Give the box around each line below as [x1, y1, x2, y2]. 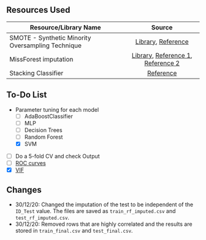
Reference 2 [144, 58, 180, 67]
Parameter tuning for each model [15, 106, 99, 113]
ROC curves [15, 160, 46, 166]
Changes [6, 184, 42, 195]
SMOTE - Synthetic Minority [9, 33, 91, 42]
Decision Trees [24, 126, 63, 134]
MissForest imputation [9, 55, 74, 63]
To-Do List [6, 90, 47, 100]
